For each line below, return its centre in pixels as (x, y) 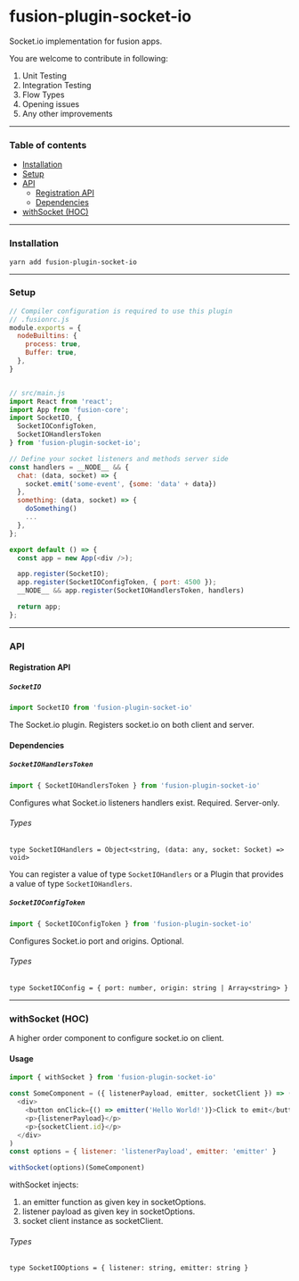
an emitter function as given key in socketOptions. (114, 1202)
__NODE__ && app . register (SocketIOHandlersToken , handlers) (131, 591)
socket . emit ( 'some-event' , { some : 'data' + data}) (121, 483)
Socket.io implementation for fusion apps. (86, 41)
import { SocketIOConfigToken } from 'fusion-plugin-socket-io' (131, 924)
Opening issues (51, 103)
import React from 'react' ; (61, 401)
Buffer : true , (51, 353)
